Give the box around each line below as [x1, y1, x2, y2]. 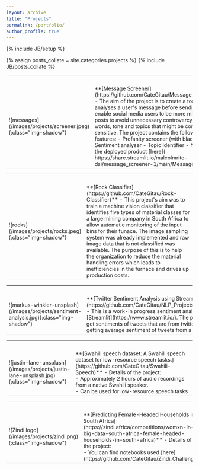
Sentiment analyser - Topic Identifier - [94, 141, 190, 148]
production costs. [86, 272, 129, 279]
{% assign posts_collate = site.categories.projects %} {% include [6, 57, 165, 64]
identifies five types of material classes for [86, 209, 190, 216]
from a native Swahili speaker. [75, 381, 149, 388]
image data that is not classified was [86, 240, 175, 247]
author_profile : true [6, 28, 60, 34]
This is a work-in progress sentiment [91, 308, 182, 314]
